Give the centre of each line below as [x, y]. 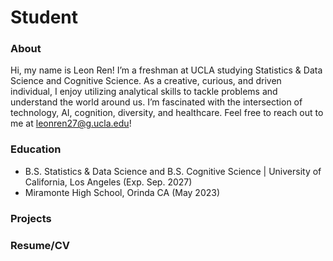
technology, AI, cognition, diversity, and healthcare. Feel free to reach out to [167, 113]
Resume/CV [40, 245]
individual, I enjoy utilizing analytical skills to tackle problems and [144, 92]
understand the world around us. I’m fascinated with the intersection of [156, 102]
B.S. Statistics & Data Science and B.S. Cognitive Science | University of [173, 171]
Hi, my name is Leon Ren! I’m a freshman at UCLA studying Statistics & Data [166, 70]
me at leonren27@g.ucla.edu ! [71, 123]
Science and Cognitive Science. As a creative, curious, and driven [146, 81]
